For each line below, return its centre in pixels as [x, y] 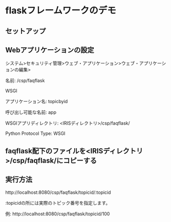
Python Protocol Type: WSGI [35, 133]
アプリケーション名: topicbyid [37, 102]
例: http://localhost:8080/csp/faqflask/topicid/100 [58, 214]
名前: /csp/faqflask [25, 80]
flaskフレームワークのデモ [61, 11]
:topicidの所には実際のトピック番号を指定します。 [58, 203]
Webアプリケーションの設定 [50, 50]
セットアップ [26, 31]
